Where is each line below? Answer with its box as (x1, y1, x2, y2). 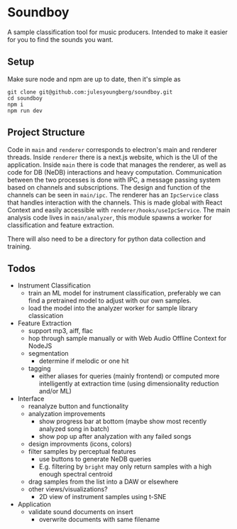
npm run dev (7, 107, 43, 114)
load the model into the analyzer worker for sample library (28, 304, 198, 312)
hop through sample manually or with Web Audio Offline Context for (28, 334, 227, 343)
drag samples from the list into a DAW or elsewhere (28, 477, 179, 486)
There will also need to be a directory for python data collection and (7, 234, 206, 243)
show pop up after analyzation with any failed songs (38, 432, 192, 441)
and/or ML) (38, 387, 72, 396)
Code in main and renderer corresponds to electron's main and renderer (7, 145, 218, 153)
